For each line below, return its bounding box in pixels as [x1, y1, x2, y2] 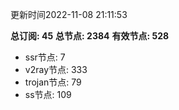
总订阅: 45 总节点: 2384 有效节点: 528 [10, 30, 170, 42]
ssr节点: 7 [24, 51, 66, 63]
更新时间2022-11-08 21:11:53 [10, 9, 128, 20]
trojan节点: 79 [24, 76, 82, 88]
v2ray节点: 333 [24, 64, 88, 75]
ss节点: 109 [24, 89, 72, 100]
